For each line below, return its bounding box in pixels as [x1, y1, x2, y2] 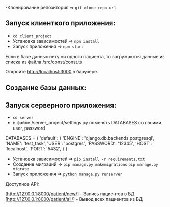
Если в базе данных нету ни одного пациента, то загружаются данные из [5, 53, 165, 59]
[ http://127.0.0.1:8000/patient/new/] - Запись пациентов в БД [5, 191, 135, 197]
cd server [12, 115, 34, 120]
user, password [12, 125, 45, 132]
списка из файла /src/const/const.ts [5, 59, 82, 65]
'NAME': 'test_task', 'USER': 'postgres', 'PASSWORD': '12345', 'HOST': [5, 140, 152, 147]
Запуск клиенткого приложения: [5, 19, 116, 28]
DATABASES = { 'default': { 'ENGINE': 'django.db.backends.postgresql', [5, 135, 155, 141]
